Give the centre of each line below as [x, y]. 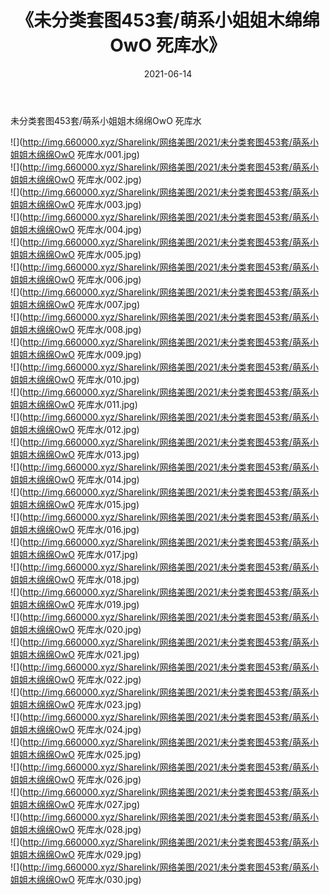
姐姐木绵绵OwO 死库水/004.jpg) [76, 229]
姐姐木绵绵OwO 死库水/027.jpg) [75, 804]
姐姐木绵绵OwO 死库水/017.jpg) [74, 554]
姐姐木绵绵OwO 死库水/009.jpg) [76, 354]
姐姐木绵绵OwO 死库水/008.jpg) [76, 329]
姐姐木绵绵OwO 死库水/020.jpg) [76, 629]
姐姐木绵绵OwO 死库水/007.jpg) [75, 304]
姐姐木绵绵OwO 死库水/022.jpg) [76, 679]
